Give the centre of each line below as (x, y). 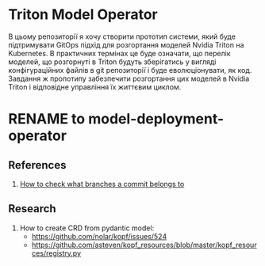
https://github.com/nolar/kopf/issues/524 (99, 236)
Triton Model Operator (83, 15)
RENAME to (47, 119)
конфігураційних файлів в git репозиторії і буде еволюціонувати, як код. (130, 70)
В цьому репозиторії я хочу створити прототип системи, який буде (122, 36)
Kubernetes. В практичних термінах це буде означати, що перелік (120, 53)
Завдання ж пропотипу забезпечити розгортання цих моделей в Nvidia (129, 78)
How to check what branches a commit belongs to (102, 184)
